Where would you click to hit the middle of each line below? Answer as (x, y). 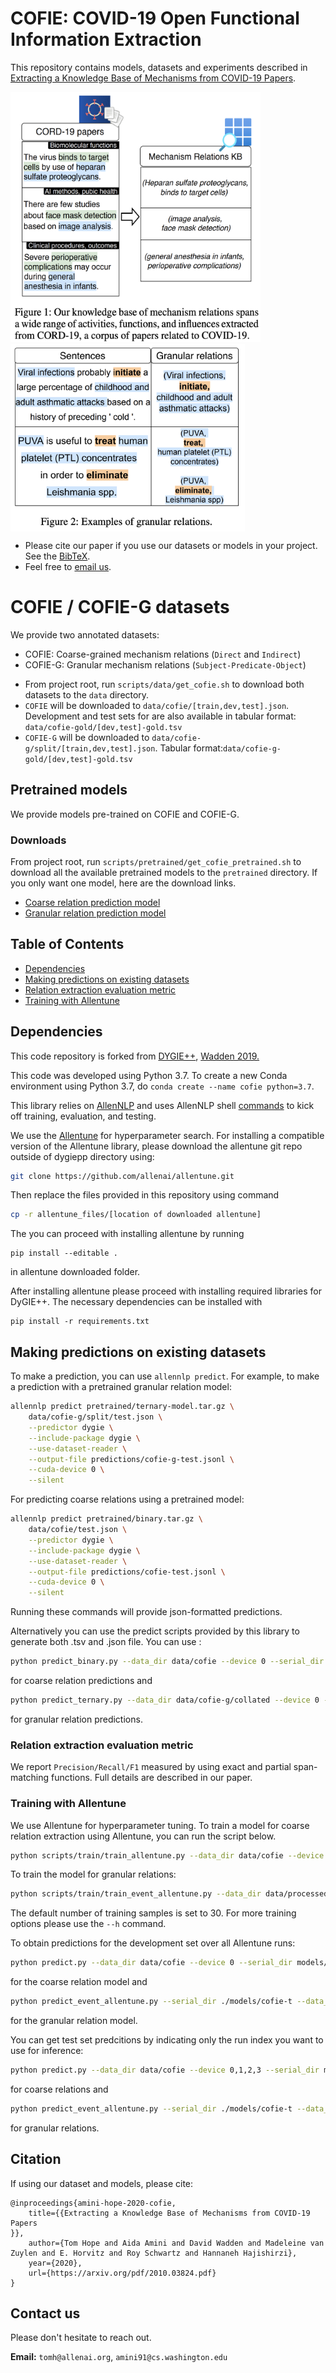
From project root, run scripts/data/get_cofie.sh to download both (164, 684)
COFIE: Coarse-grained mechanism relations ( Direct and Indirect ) (163, 654)
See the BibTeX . (57, 556)
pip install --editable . (64, 1253)
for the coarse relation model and (79, 1982)
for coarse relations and (59, 2089)
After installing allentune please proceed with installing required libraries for (166, 1291)
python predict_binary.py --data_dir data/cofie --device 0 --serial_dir (167, 1662)
